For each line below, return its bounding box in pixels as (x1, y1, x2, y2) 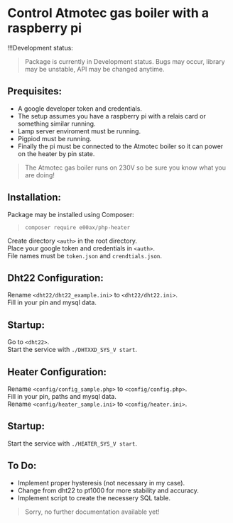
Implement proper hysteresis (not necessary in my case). (17, 478, 185, 487)
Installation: (7, 192, 62, 204)
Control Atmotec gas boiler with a (7, 5, 210, 21)
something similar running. (17, 119, 96, 128)
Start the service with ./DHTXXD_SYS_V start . (7, 346, 137, 354)
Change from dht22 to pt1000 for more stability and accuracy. (17, 486, 199, 495)
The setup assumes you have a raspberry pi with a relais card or (17, 111, 206, 120)
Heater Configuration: (7, 365, 107, 378)
